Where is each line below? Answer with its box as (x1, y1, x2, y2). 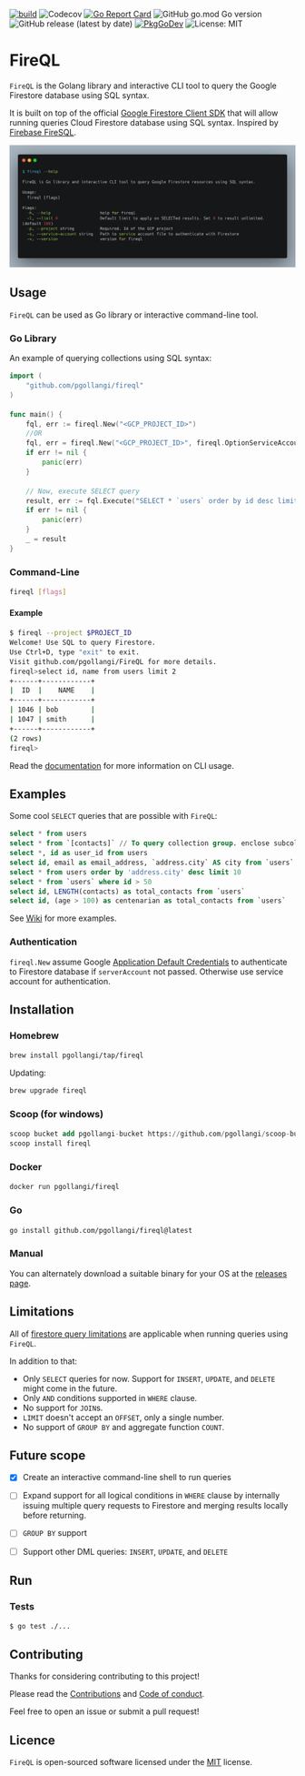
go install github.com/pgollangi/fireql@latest (9, 1226, 193, 1235)
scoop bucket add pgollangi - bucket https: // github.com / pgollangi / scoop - (9, 1129, 290, 1139)
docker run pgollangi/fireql (9, 1183, 120, 1192)
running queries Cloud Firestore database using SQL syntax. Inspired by (9, 116, 279, 127)
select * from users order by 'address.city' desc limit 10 (9, 867, 242, 877)
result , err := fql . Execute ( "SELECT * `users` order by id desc (25, 496, 274, 505)
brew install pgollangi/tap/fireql (9, 1051, 144, 1060)
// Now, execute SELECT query (25, 487, 141, 496)
